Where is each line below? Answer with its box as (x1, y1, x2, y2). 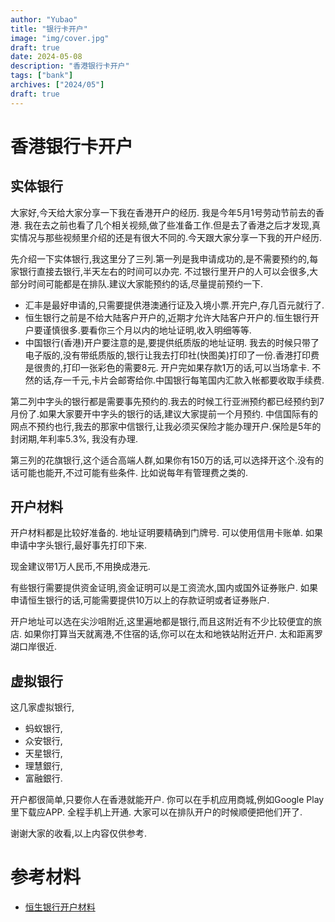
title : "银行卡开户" (10, 24, 88, 34)
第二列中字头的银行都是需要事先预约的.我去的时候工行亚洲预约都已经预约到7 (10, 395, 325, 407)
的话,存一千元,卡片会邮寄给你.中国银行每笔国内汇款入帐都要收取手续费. (33, 374, 325, 386)
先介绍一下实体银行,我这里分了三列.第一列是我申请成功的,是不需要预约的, (10, 252, 310, 265)
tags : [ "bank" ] (10, 71, 74, 81)
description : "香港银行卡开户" (10, 61, 130, 71)
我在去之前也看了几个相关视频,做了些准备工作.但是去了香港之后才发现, (23, 219, 313, 231)
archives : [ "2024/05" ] (10, 80, 105, 90)
